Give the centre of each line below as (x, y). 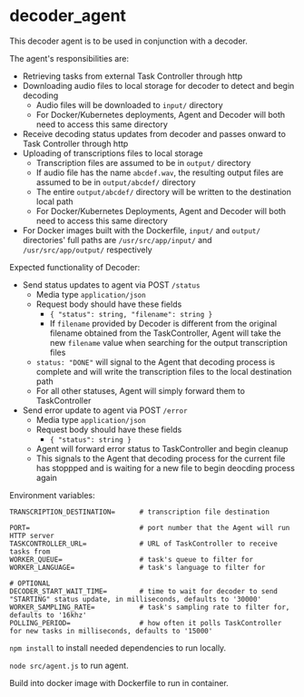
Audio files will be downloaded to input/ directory (130, 104)
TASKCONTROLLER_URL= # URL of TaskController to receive (144, 544)
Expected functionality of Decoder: (75, 267)
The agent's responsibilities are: (69, 58)
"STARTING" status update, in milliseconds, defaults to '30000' (135, 599)
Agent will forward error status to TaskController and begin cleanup (162, 448)
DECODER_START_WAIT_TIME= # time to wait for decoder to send (144, 591)
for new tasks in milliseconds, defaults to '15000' (111, 631)
